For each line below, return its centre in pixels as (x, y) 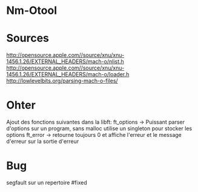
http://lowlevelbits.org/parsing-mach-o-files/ (62, 81)
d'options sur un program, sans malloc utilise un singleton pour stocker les (99, 128)
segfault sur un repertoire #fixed (47, 183)
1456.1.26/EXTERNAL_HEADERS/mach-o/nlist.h (65, 62)
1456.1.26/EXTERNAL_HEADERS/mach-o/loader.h (68, 74)
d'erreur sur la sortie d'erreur (43, 141)
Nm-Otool (32, 11)
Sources (28, 38)
